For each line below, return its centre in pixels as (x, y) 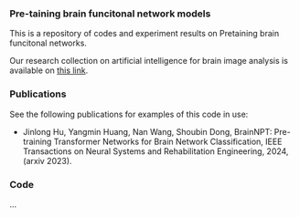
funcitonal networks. (48, 43)
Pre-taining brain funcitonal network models (110, 14)
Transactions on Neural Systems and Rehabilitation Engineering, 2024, (155, 151)
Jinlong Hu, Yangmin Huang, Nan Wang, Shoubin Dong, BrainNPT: (147, 131)
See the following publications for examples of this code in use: (129, 114)
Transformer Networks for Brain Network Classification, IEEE (168, 141)
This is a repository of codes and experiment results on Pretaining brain (145, 34)
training (37, 141)
